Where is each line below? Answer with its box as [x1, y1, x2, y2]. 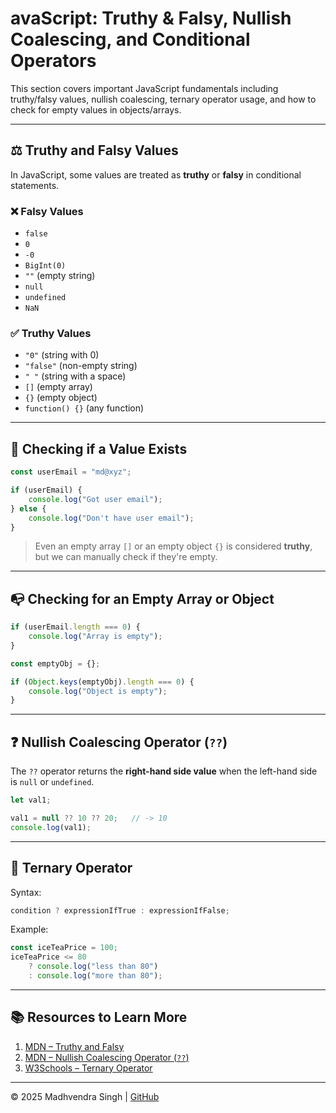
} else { [10, 503, 47, 514]
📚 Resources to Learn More [10, 1009, 188, 1026]
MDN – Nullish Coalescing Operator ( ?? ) [24, 1051, 190, 1063]
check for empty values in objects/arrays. [10, 103, 182, 116]
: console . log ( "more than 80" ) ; [28, 971, 163, 981]
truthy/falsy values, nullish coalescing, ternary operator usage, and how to [10, 93, 317, 105]
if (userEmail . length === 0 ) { [10, 622, 141, 632]
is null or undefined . [10, 776, 95, 788]
